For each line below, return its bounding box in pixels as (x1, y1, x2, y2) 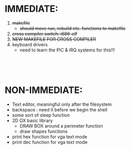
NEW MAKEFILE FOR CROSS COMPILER (12, 36, 97, 42)
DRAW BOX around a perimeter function (19, 123, 103, 129)
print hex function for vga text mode (12, 133, 88, 140)
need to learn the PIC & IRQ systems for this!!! (19, 47, 115, 53)
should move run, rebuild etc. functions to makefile (19, 25, 126, 31)
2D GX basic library (12, 117, 53, 124)
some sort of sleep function (12, 112, 70, 118)
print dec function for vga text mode (12, 139, 88, 145)
